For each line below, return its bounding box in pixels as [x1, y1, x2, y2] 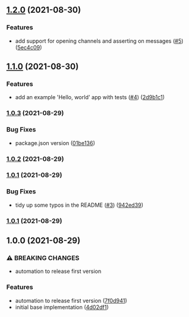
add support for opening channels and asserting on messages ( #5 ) [15, 37, 184, 45]
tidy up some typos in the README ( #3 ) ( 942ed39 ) [15, 201, 144, 209]
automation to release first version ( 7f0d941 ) [15, 297, 127, 304]
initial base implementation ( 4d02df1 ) [15, 303, 109, 311]
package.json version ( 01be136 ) [15, 139, 96, 146]
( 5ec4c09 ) [15, 43, 43, 51]
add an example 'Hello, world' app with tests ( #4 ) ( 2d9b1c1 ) [15, 94, 165, 101]
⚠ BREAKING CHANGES [6, 253, 80, 262]
